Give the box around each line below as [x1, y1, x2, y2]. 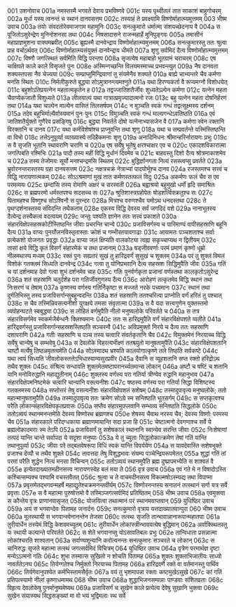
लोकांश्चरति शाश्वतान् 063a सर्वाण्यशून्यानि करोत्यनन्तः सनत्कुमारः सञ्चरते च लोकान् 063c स [7, 536, 215, 544]
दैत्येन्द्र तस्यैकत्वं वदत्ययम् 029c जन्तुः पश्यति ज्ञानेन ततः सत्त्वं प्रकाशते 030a [7, 212, 177, 221]
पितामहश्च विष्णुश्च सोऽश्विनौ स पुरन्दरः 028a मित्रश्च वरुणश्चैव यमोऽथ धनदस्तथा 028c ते [7, 197, 207, 204]
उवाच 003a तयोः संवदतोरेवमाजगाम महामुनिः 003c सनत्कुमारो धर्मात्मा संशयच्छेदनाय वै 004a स [7, 22, 221, 31]
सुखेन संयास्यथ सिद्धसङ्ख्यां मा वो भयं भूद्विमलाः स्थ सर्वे [7, 592, 126, 600]
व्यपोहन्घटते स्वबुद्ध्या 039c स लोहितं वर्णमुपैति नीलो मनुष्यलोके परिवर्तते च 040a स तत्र [7, 307, 200, 315]
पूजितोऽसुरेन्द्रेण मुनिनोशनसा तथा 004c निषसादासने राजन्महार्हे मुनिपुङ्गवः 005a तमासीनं [7, 30, 203, 39]
